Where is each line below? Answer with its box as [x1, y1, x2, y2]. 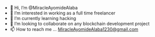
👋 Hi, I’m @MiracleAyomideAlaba [10, 5, 78, 10]
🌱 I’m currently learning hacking [10, 15, 76, 21]
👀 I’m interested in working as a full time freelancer [10, 10, 116, 16]
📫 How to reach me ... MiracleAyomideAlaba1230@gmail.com [10, 26, 138, 32]
